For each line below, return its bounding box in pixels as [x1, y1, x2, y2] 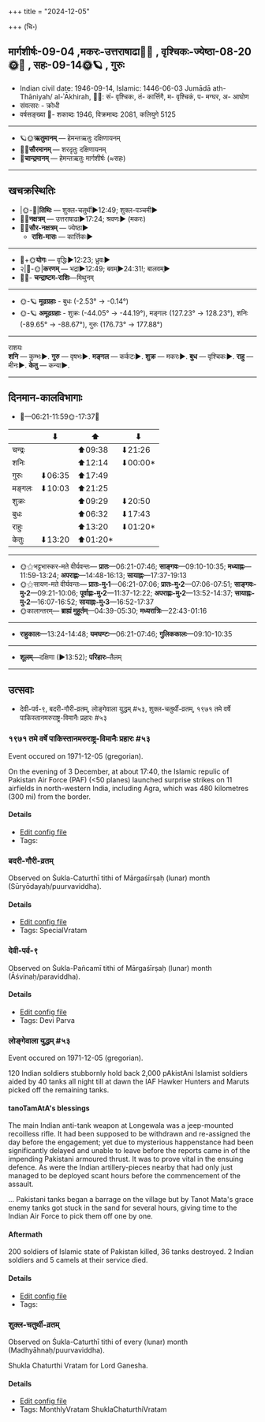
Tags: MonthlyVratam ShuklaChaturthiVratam [19, 1405, 167, 1414]
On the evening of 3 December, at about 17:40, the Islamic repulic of [8, 767, 230, 776]
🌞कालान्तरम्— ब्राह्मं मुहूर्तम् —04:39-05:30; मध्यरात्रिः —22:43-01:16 [19, 606, 207, 616]
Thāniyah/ [19, 91, 53, 101]
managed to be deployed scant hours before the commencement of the [8, 1171, 241, 1181]
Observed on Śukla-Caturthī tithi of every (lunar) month [8, 1337, 188, 1346]
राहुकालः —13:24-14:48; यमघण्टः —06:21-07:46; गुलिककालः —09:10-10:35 [19, 629, 233, 639]
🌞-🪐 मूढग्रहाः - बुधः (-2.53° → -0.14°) [19, 296, 129, 306]
